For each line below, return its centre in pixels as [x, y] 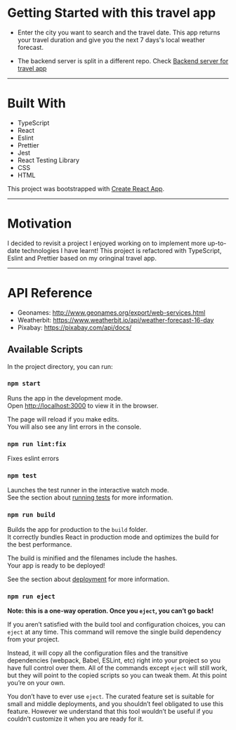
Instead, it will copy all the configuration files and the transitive [98, 653]
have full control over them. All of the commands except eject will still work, [117, 668]
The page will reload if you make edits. [63, 419]
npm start [24, 384]
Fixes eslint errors [33, 459]
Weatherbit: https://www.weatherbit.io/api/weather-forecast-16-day [116, 320]
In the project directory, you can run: [60, 366]
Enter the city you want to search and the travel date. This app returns [119, 32]
